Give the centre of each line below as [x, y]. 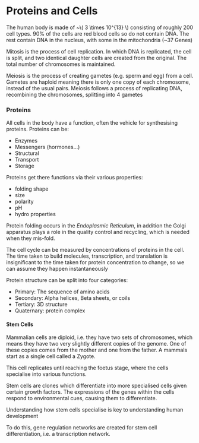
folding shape [31, 189]
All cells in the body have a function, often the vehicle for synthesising [92, 123]
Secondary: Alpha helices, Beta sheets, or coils [72, 298]
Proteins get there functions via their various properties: [75, 178]
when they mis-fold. [31, 238]
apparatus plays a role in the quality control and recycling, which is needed [98, 232]
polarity [24, 202]
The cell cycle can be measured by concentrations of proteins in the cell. [95, 250]
